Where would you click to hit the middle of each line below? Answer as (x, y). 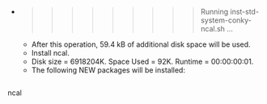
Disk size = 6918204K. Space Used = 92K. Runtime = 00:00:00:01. (142, 61)
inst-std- (244, 12)
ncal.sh (213, 29)
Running (214, 12)
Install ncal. (50, 53)
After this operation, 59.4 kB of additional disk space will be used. (141, 44)
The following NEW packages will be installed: (108, 70)
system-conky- (226, 20)
